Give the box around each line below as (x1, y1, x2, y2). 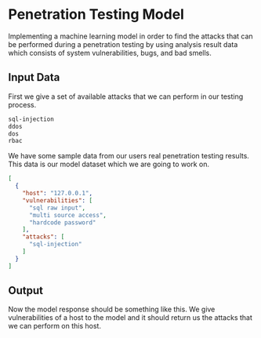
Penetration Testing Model (8, 5, 184, 24)
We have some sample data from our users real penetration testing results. (8, 151, 249, 161)
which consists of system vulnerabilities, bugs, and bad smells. (8, 48, 212, 57)
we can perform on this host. (8, 322, 102, 331)
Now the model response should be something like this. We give (8, 304, 216, 314)
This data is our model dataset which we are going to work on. (8, 159, 210, 169)
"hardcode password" (28, 218, 96, 227)
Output (8, 284, 43, 297)
